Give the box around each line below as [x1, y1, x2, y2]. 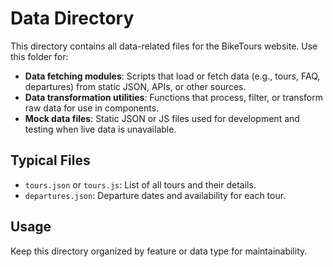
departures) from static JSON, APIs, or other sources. [24, 80, 247, 92]
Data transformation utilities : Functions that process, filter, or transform [24, 91, 323, 103]
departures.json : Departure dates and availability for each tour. [24, 189, 287, 201]
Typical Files [10, 152, 91, 169]
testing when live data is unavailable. [24, 123, 177, 135]
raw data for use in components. [24, 102, 160, 114]
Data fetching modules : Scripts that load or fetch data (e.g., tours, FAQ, [24, 70, 321, 82]
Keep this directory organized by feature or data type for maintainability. [10, 245, 308, 257]
